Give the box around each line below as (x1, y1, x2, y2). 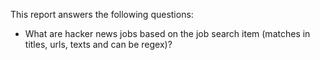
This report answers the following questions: (10, 9, 194, 20)
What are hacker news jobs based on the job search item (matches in (24, 28, 311, 39)
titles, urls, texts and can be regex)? (24, 39, 173, 50)
